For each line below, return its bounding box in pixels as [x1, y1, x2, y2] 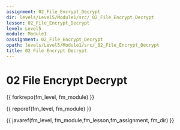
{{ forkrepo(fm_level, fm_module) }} [6, 93, 95, 101]
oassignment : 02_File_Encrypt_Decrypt [6, 37, 103, 43]
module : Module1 [6, 31, 47, 37]
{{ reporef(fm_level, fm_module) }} [6, 105, 92, 112]
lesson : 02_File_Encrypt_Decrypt [6, 20, 90, 26]
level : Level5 [6, 25, 42, 32]
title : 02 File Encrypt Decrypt [6, 48, 87, 54]
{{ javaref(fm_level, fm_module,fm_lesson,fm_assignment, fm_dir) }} [6, 116, 175, 123]
